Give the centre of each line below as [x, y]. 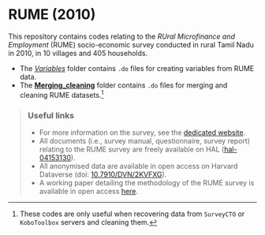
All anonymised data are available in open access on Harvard [138, 166]
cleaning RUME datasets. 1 [62, 94]
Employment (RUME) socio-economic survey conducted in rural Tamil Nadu [131, 44]
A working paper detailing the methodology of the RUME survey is [147, 182]
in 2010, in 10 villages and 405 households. [78, 53]
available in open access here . [88, 191]
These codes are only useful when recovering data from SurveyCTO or [132, 214]
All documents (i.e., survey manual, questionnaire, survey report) [145, 140]
